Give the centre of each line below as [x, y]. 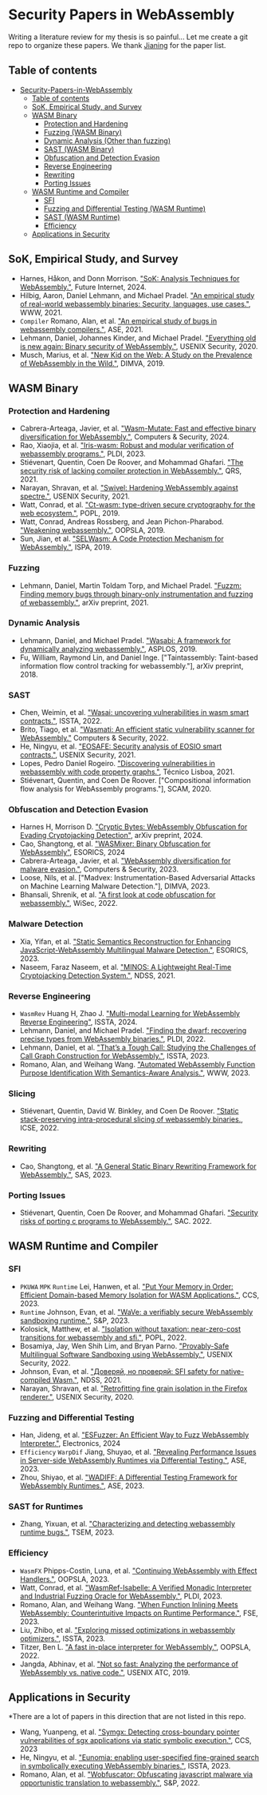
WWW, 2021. [41, 312]
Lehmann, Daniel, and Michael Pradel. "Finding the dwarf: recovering [133, 1031]
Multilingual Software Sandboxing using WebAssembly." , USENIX [126, 1354]
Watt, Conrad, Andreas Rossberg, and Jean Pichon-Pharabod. [122, 522]
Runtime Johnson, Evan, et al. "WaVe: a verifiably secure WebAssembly [136, 1312]
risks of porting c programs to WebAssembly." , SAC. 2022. [116, 1221]
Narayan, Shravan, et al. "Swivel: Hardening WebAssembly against [129, 488]
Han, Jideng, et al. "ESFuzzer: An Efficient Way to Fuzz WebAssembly [134, 1435]
